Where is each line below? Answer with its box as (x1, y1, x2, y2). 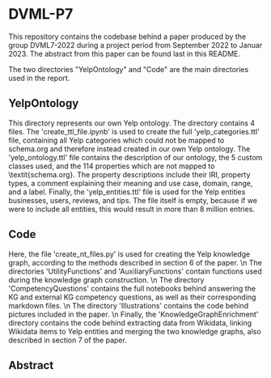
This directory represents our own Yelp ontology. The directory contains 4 (8, 118, 256, 128)
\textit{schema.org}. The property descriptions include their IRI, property (8, 169, 251, 179)
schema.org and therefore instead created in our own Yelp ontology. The (8, 143, 251, 154)
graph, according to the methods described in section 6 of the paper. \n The (8, 257, 263, 267)
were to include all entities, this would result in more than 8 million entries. (8, 204, 255, 214)
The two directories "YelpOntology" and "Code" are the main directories (8, 64, 249, 74)
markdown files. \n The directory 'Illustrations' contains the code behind (8, 300, 249, 310)
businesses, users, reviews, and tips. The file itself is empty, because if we (8, 195, 257, 205)
